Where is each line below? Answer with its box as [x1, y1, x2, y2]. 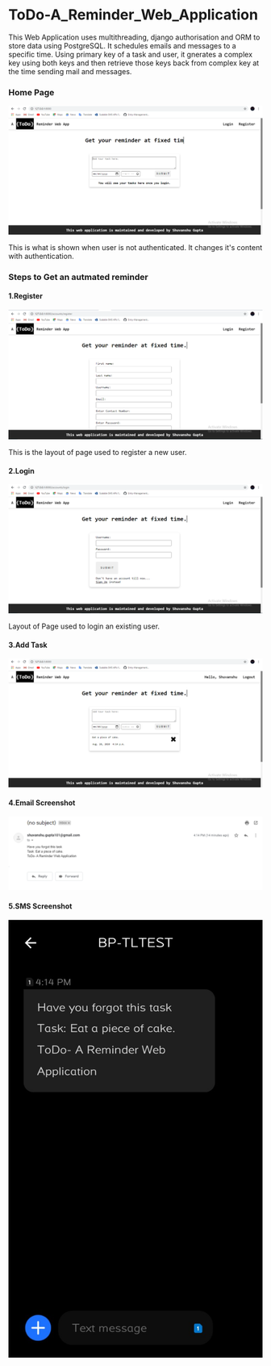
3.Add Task [8, 640, 48, 650]
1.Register [8, 291, 43, 301]
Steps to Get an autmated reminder [8, 271, 148, 282]
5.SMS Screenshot [8, 901, 73, 911]
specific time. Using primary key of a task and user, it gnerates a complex [8, 49, 252, 59]
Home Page [8, 86, 55, 98]
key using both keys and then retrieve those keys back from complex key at [8, 58, 260, 68]
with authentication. [8, 251, 74, 261]
